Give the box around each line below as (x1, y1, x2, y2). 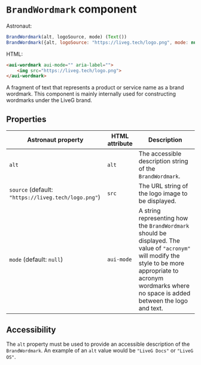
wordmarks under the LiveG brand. (6, 97, 93, 104)
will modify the (138, 252, 180, 260)
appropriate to (138, 267, 179, 275)
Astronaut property (26, 136, 84, 144)
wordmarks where (138, 282, 190, 290)
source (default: (9, 186, 53, 194)
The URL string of (138, 182, 188, 190)
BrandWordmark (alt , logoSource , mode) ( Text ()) (6, 34, 127, 40)
